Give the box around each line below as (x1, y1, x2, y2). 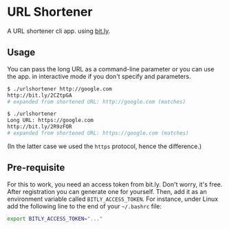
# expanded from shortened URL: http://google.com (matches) (7, 98, 186, 105)
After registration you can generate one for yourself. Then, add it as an (7, 187, 208, 195)
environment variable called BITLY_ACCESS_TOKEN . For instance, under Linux (7, 195, 219, 203)
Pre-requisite (7, 162, 65, 173)
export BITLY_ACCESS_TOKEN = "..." (7, 215, 103, 222)
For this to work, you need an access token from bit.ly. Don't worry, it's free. (7, 180, 223, 189)
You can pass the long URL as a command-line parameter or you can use (7, 64, 215, 73)
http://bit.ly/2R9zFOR (7, 123, 72, 130)
